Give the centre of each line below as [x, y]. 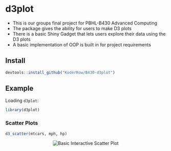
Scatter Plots [22, 123]
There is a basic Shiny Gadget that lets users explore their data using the [89, 34]
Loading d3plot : [22, 100]
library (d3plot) [22, 110]
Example [19, 89]
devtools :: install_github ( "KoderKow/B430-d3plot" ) [60, 72]
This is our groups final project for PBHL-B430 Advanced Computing [85, 23]
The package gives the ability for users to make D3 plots [72, 28]
